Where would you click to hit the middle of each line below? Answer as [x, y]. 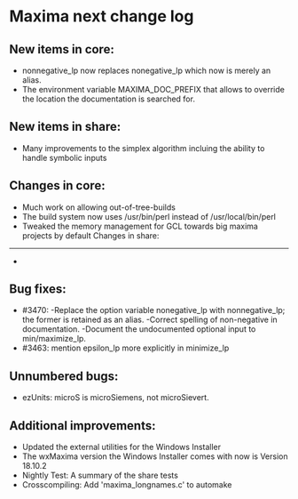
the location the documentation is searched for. [108, 99]
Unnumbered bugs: [64, 376]
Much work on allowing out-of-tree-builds [98, 207]
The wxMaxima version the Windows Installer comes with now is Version [155, 456]
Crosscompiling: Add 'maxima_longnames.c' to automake [127, 485]
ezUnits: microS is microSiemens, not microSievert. [116, 398]
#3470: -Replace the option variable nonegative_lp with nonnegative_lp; [153, 310]
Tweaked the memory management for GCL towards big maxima [140, 226]
